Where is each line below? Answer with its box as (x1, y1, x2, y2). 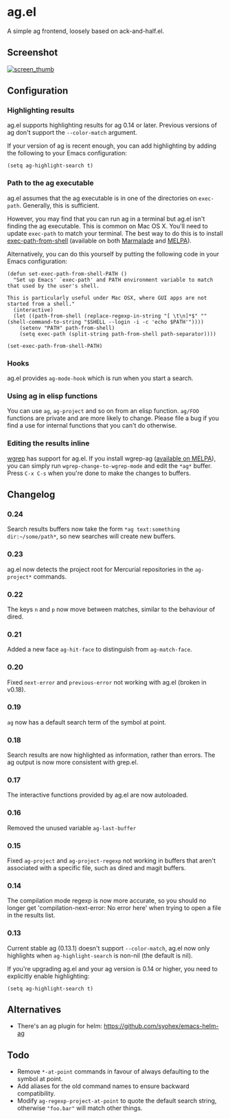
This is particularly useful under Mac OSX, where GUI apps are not (7, 294, 207, 301)
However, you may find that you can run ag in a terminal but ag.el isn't (7, 214, 205, 223)
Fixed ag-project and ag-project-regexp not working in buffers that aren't (7, 856, 216, 865)
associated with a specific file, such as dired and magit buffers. (7, 863, 187, 872)
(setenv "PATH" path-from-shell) (19, 324, 115, 331)
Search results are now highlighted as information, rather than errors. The (7, 751, 216, 760)
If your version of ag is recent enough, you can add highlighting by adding (7, 142, 217, 150)
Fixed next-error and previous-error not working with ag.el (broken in (7, 678, 207, 686)
